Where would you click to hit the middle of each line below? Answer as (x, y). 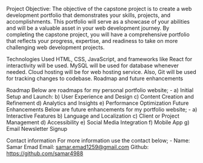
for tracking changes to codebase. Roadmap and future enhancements (95, 78)
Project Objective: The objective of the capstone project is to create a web (99, 9)
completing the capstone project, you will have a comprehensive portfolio (98, 35)
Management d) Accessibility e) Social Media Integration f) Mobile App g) (98, 122)
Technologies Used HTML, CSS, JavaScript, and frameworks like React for (99, 59)
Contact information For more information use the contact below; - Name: (98, 141)
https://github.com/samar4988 (45, 153)
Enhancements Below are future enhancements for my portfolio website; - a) (102, 109)
